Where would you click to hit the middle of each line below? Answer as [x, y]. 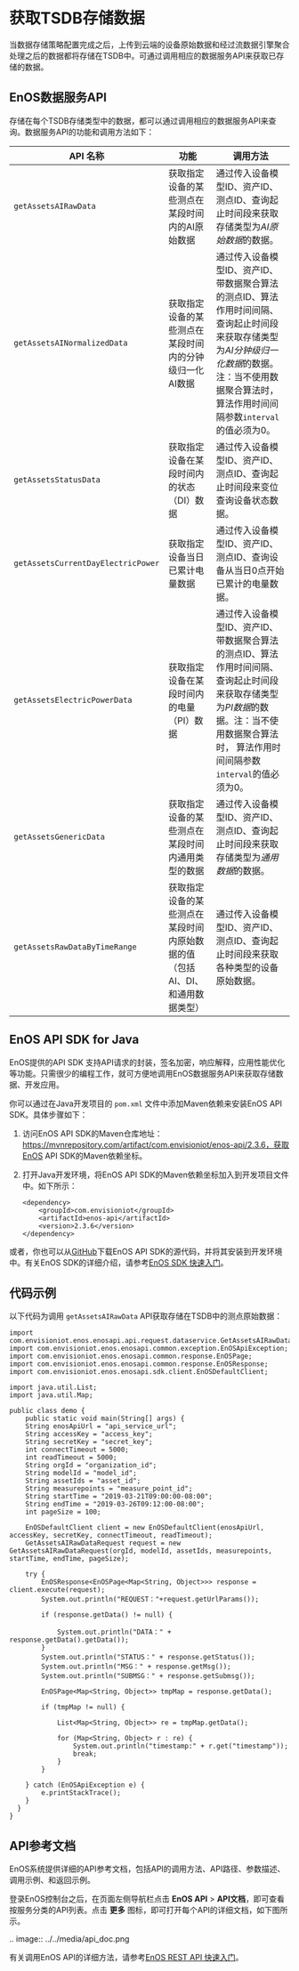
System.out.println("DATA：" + [114, 1632]
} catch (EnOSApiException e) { [85, 1785]
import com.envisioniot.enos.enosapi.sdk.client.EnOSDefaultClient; [139, 1372]
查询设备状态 [242, 500]
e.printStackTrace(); [81, 1793]
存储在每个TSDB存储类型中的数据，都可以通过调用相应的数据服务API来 [139, 120]
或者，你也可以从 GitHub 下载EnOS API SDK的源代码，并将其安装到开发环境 [146, 1251]
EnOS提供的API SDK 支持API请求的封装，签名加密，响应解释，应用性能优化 [147, 1062]
